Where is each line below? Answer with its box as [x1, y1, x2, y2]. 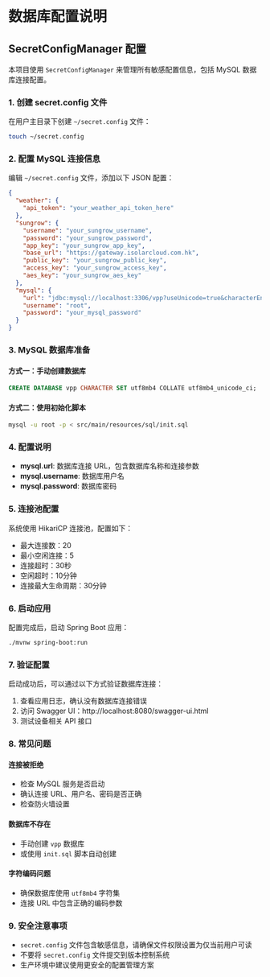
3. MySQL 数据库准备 [8, 344, 91, 356]
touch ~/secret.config [8, 133, 84, 141]
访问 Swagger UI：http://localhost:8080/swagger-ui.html [19, 706, 209, 716]
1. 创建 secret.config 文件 [8, 97, 108, 108]
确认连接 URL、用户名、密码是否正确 [19, 789, 142, 799]
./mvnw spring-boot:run [8, 639, 88, 647]
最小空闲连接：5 [19, 550, 75, 560]
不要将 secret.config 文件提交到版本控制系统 [19, 950, 170, 960]
